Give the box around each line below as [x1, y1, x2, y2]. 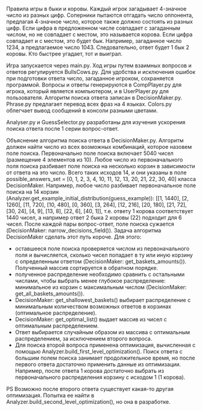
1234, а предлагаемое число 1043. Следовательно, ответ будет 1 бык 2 [6, 44, 190, 51]
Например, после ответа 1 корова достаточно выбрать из [14, 367, 165, 374]
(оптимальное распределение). [14, 309, 97, 317]
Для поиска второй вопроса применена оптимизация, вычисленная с [14, 341, 196, 349]
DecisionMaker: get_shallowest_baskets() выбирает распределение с [14, 297, 191, 303]
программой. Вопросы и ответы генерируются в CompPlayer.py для [6, 81, 182, 88]
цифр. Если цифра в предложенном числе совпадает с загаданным [6, 24, 181, 31]
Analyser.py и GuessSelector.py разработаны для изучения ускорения [6, 119, 186, 126]
